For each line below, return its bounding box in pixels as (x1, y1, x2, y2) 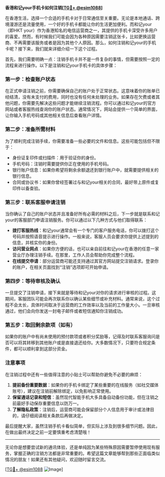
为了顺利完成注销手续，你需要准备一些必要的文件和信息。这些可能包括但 (5, 138, 151, 144)
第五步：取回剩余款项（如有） (5, 321, 76, 328)
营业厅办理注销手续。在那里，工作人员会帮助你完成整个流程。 (12, 252, 137, 258)
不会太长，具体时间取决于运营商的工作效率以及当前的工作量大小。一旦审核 (9, 302, 160, 308)
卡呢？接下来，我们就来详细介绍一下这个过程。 (5, 46, 100, 52)
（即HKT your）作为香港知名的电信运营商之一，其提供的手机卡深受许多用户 (5, 27, 158, 33)
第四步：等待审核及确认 (5, 277, 60, 284)
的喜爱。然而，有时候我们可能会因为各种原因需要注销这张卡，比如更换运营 (5, 34, 156, 39)
